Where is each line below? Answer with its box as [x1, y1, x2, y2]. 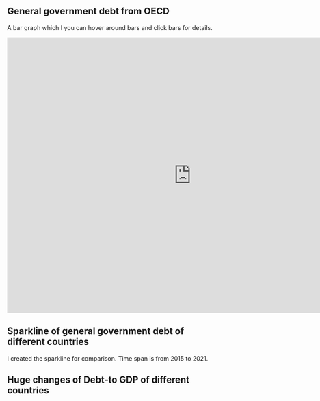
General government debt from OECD [7, 5, 170, 17]
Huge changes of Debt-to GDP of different [7, 374, 190, 386]
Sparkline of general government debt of [7, 325, 185, 337]
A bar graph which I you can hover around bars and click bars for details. [7, 23, 213, 31]
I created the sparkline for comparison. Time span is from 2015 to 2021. [7, 354, 209, 362]
